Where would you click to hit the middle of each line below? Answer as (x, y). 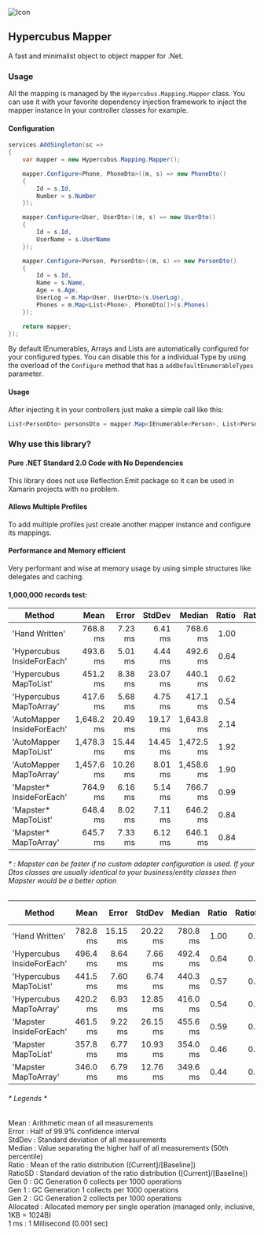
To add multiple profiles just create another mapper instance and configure (130, 524)
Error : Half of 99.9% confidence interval (74, 1131)
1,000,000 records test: (48, 594)
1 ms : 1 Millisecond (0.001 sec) (58, 1223)
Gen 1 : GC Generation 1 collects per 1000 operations (93, 1189)
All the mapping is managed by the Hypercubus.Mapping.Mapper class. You (127, 94)
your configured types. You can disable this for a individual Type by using (127, 357)
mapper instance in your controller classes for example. (98, 110)
